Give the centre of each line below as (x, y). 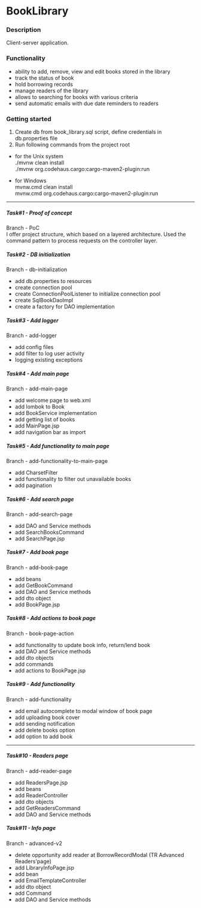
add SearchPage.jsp (40, 539)
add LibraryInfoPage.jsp (45, 867)
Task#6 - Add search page (40, 499)
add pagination (33, 485)
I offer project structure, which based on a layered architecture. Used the (96, 234)
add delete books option (45, 730)
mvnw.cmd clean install (44, 187)
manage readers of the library (51, 91)
